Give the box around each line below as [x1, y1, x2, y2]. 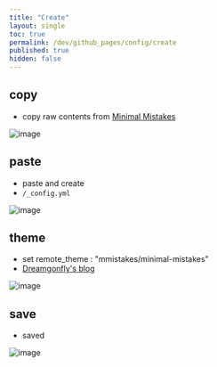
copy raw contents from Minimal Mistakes [21, 110, 176, 121]
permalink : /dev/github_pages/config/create [9, 37, 177, 47]
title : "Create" [9, 12, 69, 22]
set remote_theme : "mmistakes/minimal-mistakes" [21, 254, 209, 265]
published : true [9, 46, 69, 55]
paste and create [21, 177, 84, 188]
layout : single [9, 21, 66, 30]
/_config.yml [21, 189, 71, 198]
